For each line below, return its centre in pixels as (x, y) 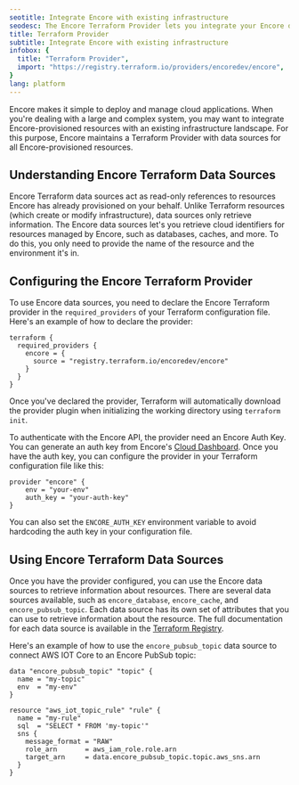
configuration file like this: (57, 466)
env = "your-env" (57, 490)
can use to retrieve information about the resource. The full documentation (146, 619)
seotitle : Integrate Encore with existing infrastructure (119, 17)
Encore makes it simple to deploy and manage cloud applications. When (141, 109)
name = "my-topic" (52, 679)
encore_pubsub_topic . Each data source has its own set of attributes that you (149, 609)
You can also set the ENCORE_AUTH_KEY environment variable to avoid (133, 522)
